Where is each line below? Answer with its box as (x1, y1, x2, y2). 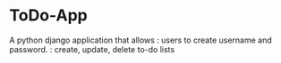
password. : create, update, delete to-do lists (9, 43, 175, 54)
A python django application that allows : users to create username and (9, 35, 273, 45)
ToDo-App (9, 5, 88, 26)
